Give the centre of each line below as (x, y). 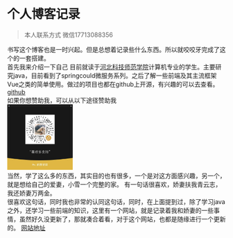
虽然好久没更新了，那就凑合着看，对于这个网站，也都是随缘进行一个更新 (122, 219)
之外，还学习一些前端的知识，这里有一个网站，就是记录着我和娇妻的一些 (110, 211)
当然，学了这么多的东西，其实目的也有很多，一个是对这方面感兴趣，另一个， (116, 176)
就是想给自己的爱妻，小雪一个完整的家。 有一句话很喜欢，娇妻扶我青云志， (114, 185)
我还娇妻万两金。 (32, 193)
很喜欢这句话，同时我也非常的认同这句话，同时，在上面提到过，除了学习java (116, 202)
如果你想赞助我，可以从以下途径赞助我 (62, 100)
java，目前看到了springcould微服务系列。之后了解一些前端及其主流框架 (115, 75)
